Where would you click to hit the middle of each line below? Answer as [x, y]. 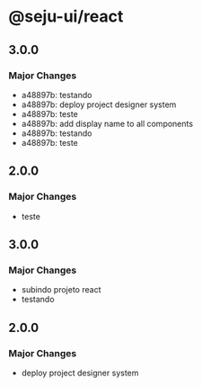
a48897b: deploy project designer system [99, 104]
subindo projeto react [61, 290]
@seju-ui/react [66, 17]
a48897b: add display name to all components [107, 123]
